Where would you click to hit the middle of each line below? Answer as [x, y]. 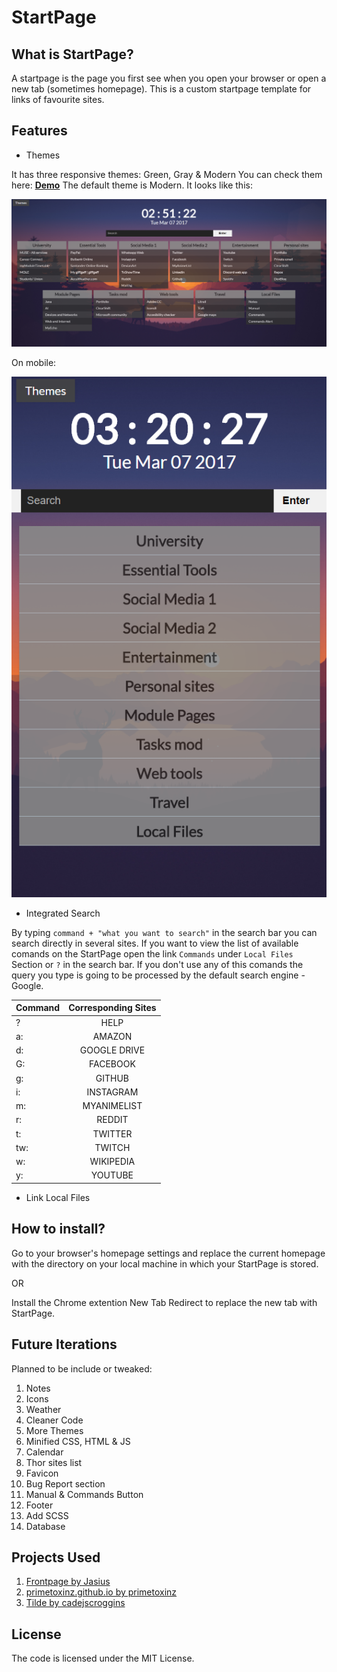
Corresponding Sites [112, 1008]
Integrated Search [63, 913]
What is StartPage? [72, 54]
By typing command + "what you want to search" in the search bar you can [164, 932]
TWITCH [112, 1147]
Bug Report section [65, 1483]
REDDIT [112, 1120]
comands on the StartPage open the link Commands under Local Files [152, 953]
